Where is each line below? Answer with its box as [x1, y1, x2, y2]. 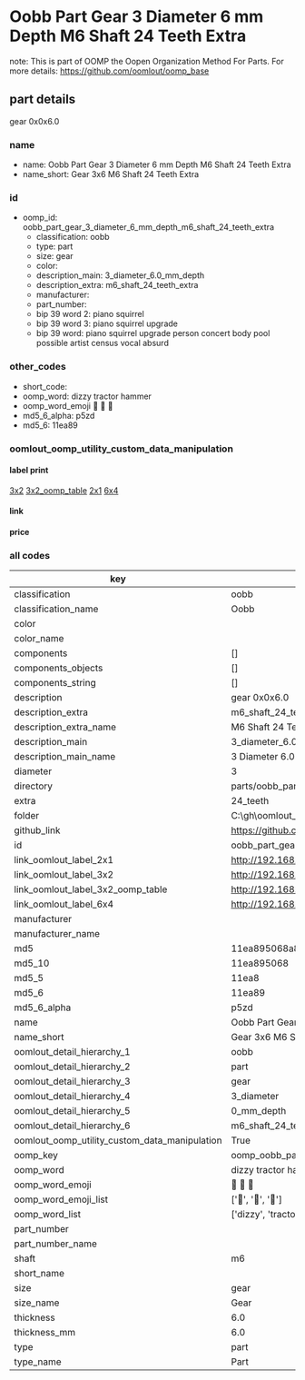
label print [9, 465, 49, 476]
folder [14, 809, 40, 822]
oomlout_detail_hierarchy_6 [14, 1119, 131, 1132]
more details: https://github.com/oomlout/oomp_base [9, 65, 210, 76]
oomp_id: [22, 212, 58, 223]
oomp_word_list [14, 1208, 82, 1221]
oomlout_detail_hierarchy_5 [14, 1105, 131, 1117]
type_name [14, 1355, 62, 1368]
